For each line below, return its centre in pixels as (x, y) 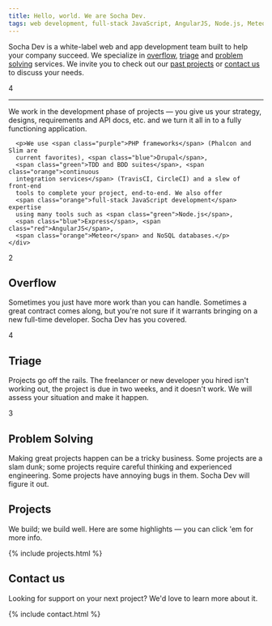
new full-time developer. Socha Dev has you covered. (98, 320)
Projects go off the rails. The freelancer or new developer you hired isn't (129, 381)
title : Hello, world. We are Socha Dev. (78, 16)
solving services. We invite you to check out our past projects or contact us (134, 64)
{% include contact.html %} (55, 614)
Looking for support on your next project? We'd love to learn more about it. (133, 598)
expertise (25, 207)
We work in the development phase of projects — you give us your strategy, (135, 111)
